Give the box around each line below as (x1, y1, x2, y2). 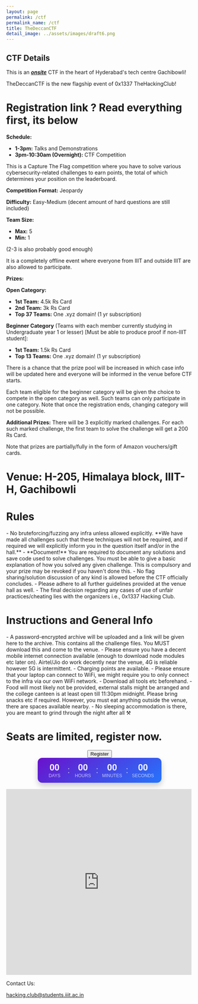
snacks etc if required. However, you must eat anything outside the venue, (6, 696, 188, 704)
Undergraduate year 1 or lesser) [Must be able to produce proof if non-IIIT (6, 328, 187, 335)
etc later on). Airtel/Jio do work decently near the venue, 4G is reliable (6, 658, 178, 666)
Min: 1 (14, 234, 30, 241)
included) (6, 205, 30, 212)
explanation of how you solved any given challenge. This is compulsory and (6, 561, 191, 568)
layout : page (6, 8, 39, 15)
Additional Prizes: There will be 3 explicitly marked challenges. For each (6, 419, 184, 426)
